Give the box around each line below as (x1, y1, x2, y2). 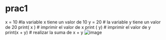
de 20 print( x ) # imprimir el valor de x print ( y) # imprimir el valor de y (5, 24, 151, 30)
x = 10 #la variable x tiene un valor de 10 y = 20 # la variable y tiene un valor (5, 19, 161, 25)
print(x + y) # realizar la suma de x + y (5, 29, 83, 35)
